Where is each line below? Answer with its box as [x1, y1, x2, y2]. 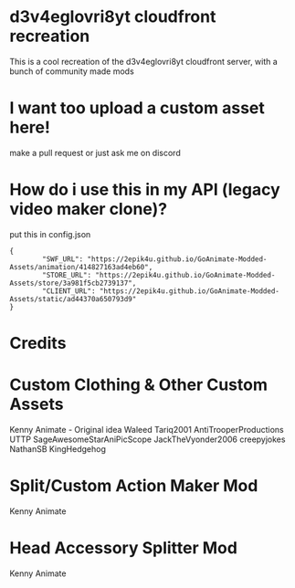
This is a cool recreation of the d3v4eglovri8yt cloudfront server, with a [9, 56, 279, 67]
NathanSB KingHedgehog [9, 443, 107, 454]
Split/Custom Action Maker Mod [9, 476, 258, 497]
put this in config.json [9, 228, 91, 239]
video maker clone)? [9, 199, 167, 220]
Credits [9, 333, 67, 353]
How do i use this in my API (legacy [9, 180, 280, 200]
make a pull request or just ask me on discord [9, 147, 181, 158]
